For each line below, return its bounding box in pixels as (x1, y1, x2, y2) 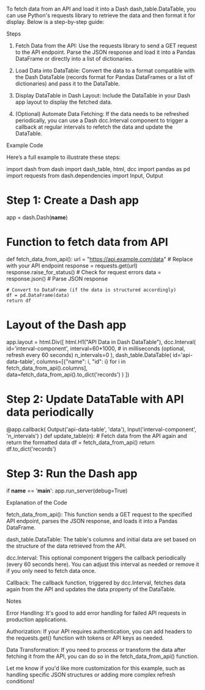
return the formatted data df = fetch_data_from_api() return (6, 439, 155, 446)
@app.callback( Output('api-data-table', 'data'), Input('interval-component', (6, 426, 197, 433)
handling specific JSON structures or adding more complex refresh (6, 671, 176, 678)
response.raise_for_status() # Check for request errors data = (6, 268, 162, 275)
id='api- (172, 351, 193, 358)
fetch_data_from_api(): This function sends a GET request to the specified (6, 510, 193, 518)
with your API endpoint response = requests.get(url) (6, 262, 138, 269)
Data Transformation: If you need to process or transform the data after (6, 646, 186, 653)
